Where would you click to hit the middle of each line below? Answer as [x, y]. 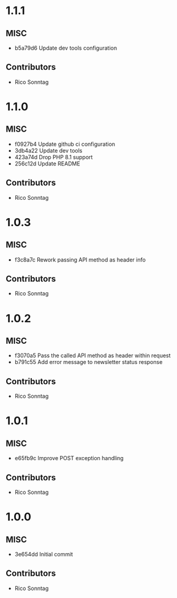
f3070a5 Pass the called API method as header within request [92, 355]
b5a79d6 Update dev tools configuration [66, 48]
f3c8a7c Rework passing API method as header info [80, 259]
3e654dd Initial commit [44, 554]
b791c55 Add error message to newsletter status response [88, 362]
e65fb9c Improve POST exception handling [69, 458]
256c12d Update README [47, 164]
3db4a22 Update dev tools [48, 150]
